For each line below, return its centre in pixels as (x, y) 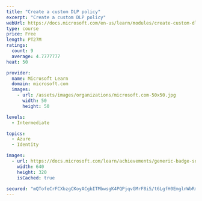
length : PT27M (24, 40)
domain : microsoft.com (40, 84)
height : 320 (32, 172)
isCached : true (36, 178)
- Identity (25, 145)
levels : (16, 117)
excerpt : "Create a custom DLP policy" (56, 17)
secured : (17, 189)
